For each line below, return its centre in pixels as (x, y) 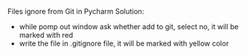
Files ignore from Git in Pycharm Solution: (76, 11)
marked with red (46, 35)
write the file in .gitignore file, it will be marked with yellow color (124, 43)
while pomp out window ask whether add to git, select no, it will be (129, 26)
